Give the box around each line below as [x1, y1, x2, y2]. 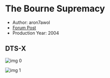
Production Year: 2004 [12, 30, 59, 36]
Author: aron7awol [12, 19, 50, 25]
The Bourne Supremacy [5, 3, 106, 14]
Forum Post [12, 24, 36, 30]
